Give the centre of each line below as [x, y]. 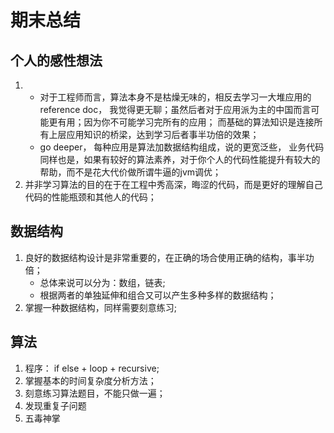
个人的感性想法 [56, 60]
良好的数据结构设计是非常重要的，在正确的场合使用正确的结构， [156, 257]
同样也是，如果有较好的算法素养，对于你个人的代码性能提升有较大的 [180, 159]
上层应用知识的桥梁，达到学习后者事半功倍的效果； [154, 134]
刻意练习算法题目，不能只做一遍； [95, 393]
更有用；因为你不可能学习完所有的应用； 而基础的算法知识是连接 [181, 122]
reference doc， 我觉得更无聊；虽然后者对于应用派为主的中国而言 [175, 109]
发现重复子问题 [55, 405]
